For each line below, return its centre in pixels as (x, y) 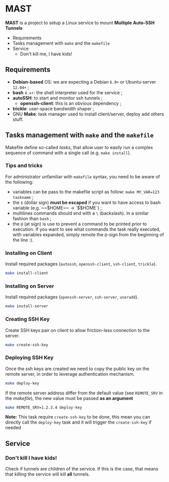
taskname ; (23, 197)
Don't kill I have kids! (31, 458)
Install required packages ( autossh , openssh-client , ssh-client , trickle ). (81, 264)
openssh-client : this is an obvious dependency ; (71, 103)
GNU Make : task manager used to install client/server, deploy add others (88, 114)
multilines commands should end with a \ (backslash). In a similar (80, 213)
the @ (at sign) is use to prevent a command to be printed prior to (80, 224)
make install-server (27, 306)
